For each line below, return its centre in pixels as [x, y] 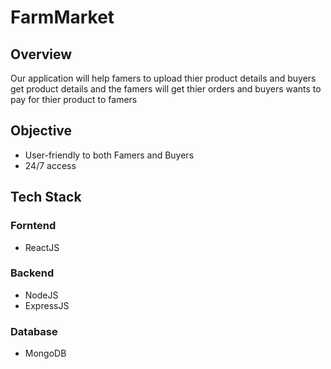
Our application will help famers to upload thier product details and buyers [163, 78]
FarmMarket [62, 17]
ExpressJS [47, 305]
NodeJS [41, 295]
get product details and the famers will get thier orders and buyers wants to [166, 89]
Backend [32, 273]
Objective [41, 131]
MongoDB [45, 353]
